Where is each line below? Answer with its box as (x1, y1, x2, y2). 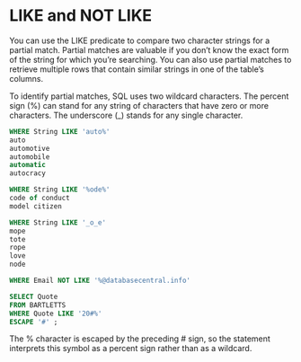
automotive (9, 144, 50, 153)
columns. (9, 73, 44, 84)
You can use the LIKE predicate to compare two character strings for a (9, 35, 270, 46)
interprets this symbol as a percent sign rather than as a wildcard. (9, 343, 252, 354)
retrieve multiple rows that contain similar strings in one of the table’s (9, 64, 265, 75)
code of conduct (9, 194, 70, 203)
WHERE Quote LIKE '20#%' (9, 309, 102, 318)
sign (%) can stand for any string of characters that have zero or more (9, 100, 270, 110)
